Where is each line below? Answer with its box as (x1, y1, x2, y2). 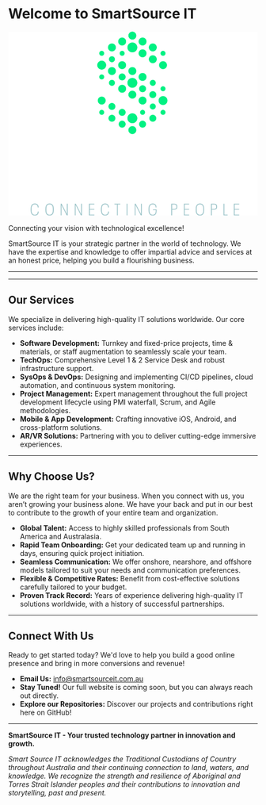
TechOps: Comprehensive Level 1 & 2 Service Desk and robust (19, 355, 226, 365)
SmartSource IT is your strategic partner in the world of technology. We (8, 239, 241, 248)
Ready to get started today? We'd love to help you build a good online (8, 650, 235, 660)
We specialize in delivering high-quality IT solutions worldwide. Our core (8, 314, 245, 324)
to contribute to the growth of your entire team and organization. (8, 508, 218, 517)
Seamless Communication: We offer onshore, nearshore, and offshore (19, 557, 252, 566)
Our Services (8, 293, 74, 307)
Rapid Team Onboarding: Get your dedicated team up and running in (19, 540, 245, 550)
